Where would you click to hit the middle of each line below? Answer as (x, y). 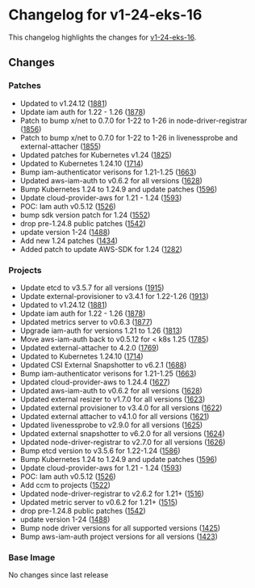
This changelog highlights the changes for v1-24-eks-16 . (102, 37)
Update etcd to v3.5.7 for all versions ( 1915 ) (92, 288)
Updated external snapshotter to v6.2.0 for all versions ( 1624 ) (122, 433)
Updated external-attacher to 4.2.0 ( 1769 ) (90, 347)
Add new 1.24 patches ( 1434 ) (69, 241)
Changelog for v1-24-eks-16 (105, 15)
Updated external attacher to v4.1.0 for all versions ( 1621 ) (115, 416)
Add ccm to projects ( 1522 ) (65, 485)
